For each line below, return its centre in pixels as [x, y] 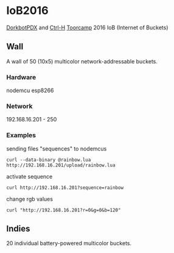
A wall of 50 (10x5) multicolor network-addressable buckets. [82, 61]
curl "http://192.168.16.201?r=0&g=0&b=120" [64, 210]
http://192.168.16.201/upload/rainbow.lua [61, 165]
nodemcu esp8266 [30, 91]
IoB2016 [27, 11]
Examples [21, 135]
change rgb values [30, 199]
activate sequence [30, 176]
